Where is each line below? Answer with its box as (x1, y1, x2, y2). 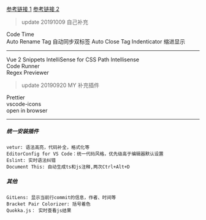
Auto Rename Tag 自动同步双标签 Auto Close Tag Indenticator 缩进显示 (6, 38, 186, 45)
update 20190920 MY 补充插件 (21, 82, 100, 89)
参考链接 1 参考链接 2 (6, 6, 60, 12)
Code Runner (6, 63, 40, 69)
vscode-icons (6, 101, 42, 107)
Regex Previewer (6, 69, 49, 76)
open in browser (6, 107, 48, 114)
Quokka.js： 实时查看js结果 (6, 207, 72, 213)
